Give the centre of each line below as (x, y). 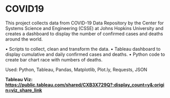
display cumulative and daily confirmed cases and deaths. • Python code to (85, 54)
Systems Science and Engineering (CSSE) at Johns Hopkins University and (84, 28)
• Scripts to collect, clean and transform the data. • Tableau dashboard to (83, 49)
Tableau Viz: (19, 79)
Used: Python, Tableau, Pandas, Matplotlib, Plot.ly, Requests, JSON (76, 70)
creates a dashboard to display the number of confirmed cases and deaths (84, 34)
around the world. (24, 39)
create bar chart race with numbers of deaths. (54, 59)
